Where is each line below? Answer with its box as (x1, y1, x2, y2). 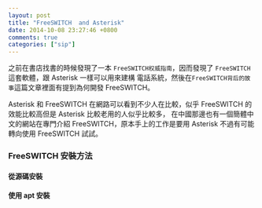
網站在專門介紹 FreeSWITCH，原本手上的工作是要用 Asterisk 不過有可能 (21, 119, 255, 129)
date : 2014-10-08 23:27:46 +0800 (8, 26, 118, 34)
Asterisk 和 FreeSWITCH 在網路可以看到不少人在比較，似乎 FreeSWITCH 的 (8, 100, 253, 109)
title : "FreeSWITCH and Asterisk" (8, 19, 125, 27)
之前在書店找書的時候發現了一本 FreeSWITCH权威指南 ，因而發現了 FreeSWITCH (8, 64, 251, 73)
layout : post (8, 11, 51, 20)
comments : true (8, 33, 58, 42)
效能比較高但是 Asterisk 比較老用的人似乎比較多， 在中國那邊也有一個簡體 (8, 109, 248, 119)
